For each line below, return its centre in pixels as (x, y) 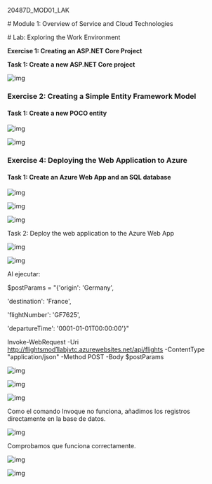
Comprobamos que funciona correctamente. (72, 446)
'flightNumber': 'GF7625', (44, 315)
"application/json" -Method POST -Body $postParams (86, 357)
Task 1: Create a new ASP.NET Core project (71, 65)
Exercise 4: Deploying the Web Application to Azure (98, 161)
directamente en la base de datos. (57, 419)
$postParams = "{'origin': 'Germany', (61, 288)
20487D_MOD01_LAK (39, 10)
